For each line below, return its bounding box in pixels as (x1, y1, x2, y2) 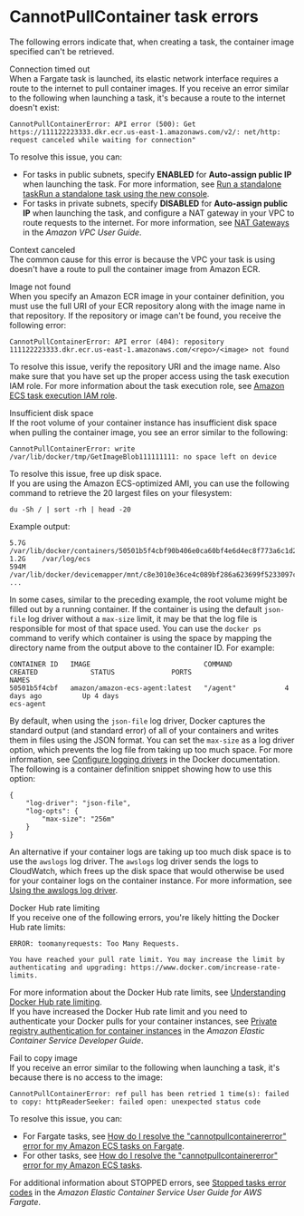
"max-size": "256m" (42, 814, 116, 823)
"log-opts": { (25, 806, 79, 815)
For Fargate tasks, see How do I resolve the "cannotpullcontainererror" (22, 1131, 287, 1142)
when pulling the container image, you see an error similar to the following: (9, 426, 288, 437)
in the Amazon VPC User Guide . (22, 227, 142, 238)
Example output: (9, 520, 71, 531)
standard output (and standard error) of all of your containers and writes (9, 725, 279, 735)
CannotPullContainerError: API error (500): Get (9, 120, 196, 129)
